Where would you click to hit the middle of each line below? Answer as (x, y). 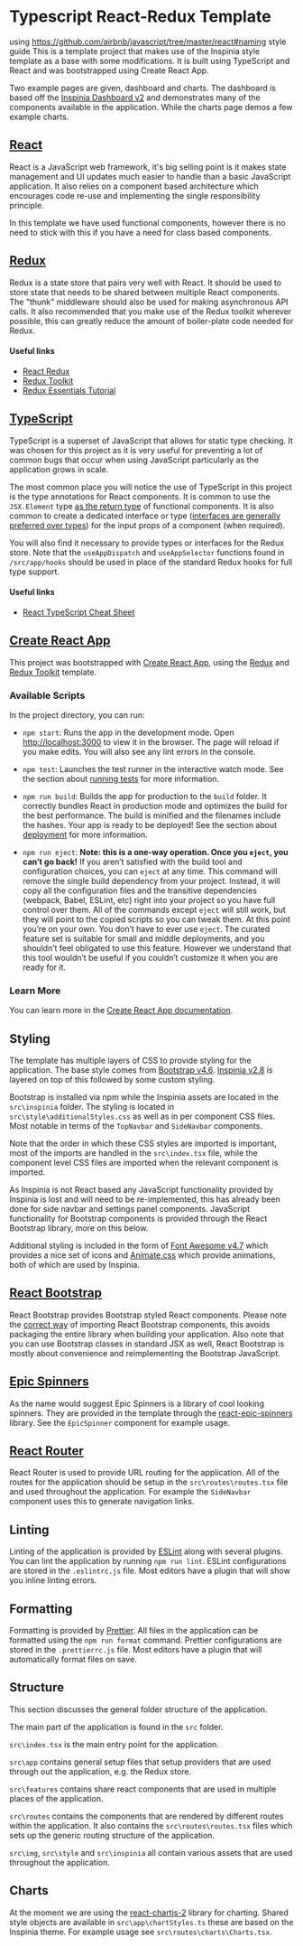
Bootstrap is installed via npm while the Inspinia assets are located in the (144, 1097)
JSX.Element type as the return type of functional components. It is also (142, 506)
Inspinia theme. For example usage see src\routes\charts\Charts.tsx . (141, 1932)
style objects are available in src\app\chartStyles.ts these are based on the (151, 1922)
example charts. (39, 116)
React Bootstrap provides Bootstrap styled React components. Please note (148, 1315)
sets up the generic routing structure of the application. (112, 1835)
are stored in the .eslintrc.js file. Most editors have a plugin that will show (150, 1571)
